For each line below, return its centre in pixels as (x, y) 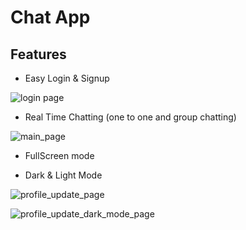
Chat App (50, 17)
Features (38, 54)
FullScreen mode (59, 155)
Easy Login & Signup (67, 78)
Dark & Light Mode (63, 175)
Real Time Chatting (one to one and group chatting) (130, 117)
